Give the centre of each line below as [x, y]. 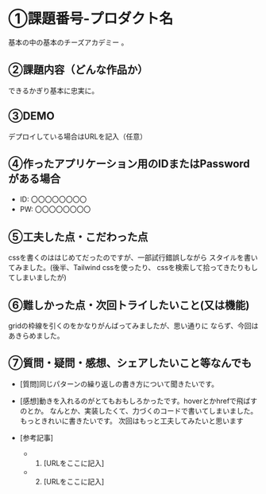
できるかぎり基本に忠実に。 [54, 90]
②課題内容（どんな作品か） [78, 70]
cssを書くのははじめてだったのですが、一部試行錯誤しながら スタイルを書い [133, 257]
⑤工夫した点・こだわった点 [78, 237]
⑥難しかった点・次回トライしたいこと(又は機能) [129, 305]
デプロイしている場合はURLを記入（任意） [77, 136]
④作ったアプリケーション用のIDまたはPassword [129, 164]
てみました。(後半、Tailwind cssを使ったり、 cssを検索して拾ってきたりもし [133, 268]
